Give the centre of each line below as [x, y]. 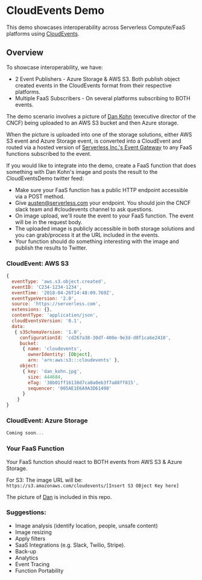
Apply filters [30, 538]
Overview [25, 53]
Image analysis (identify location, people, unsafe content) [86, 526]
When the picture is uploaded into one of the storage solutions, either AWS [99, 134]
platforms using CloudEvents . [43, 33]
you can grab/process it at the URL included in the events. [87, 235]
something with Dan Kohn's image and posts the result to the [82, 172]
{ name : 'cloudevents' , [52, 349]
